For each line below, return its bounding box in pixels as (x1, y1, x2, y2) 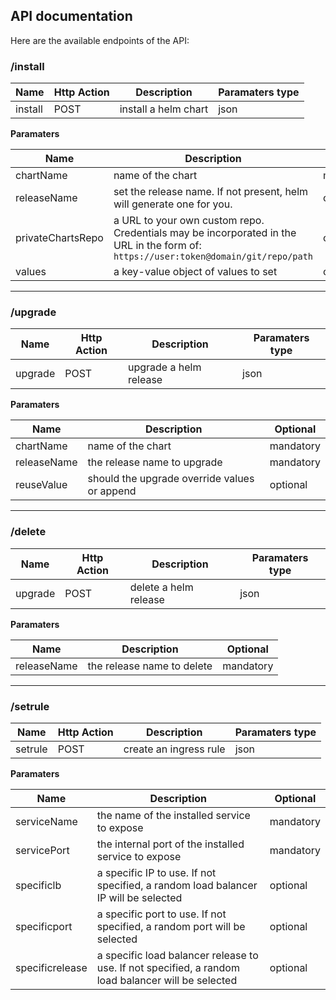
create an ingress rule (123, 742, 226, 756)
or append (87, 484, 137, 498)
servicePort (15, 844, 70, 857)
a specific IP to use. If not (96, 866, 217, 879)
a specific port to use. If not (96, 907, 227, 921)
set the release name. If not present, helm (113, 185, 309, 199)
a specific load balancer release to (96, 949, 259, 962)
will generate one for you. (113, 197, 233, 211)
